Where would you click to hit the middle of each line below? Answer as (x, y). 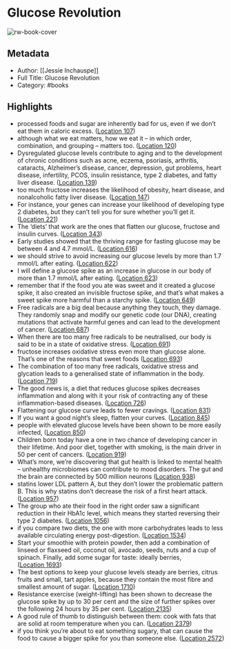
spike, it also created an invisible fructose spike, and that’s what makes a (120, 293)
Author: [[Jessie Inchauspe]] (58, 70)
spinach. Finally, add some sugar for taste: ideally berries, (99, 557)
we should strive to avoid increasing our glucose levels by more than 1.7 (119, 256)
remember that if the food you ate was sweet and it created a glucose (116, 285)
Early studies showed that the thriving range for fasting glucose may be (119, 241)
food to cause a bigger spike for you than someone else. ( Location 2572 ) (121, 638)
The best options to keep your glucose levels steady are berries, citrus (118, 572)
